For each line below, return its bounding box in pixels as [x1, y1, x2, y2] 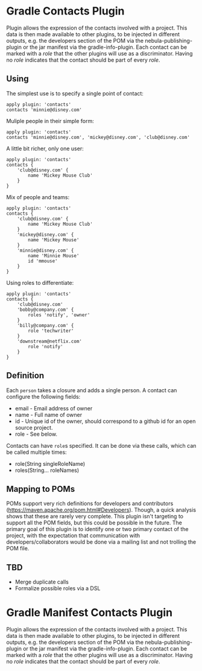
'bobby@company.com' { [17, 307, 74, 313]
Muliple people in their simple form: [6, 117, 95, 124]
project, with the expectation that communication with [6, 532, 140, 539]
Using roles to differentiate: [6, 279, 74, 286]
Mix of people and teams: [6, 193, 70, 200]
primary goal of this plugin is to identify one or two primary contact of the [6, 526, 189, 533]
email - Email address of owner [14, 404, 93, 412]
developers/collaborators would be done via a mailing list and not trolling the [6, 538, 197, 545]
